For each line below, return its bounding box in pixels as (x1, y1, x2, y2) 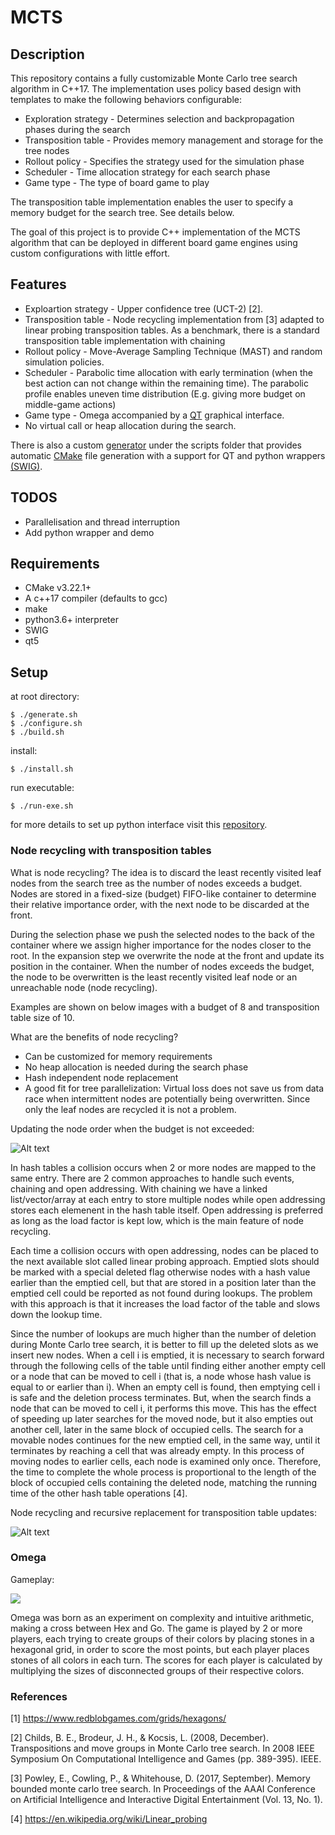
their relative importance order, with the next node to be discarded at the (10, 898, 310, 910)
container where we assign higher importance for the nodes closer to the (10, 939, 312, 951)
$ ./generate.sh (10, 710, 78, 720)
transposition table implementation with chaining (24, 334, 226, 346)
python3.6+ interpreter (24, 614, 119, 626)
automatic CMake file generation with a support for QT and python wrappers (10, 449, 326, 461)
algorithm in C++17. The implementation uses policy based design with (10, 83, 302, 95)
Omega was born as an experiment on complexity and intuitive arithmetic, (10, 1611, 315, 1623)
